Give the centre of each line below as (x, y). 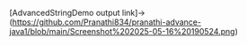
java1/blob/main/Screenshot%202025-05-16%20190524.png (122, 31)
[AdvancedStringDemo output (65, 13)
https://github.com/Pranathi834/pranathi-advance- (107, 22)
